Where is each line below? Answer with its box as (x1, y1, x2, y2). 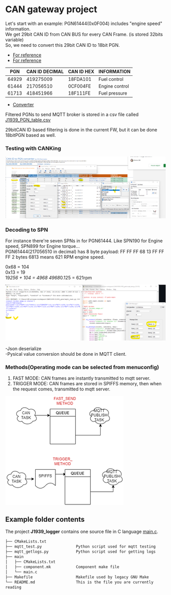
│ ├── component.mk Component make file (5, 564, 120, 570)
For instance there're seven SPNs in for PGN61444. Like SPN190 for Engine (5, 238, 163, 244)
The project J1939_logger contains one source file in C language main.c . (5, 528, 159, 535)
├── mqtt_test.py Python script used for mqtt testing (5, 544, 156, 549)
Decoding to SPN (5, 226, 48, 233)
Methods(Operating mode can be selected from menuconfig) (5, 364, 159, 371)
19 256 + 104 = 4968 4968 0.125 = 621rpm (5, 274, 92, 280)
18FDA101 (68, 76, 92, 82)
